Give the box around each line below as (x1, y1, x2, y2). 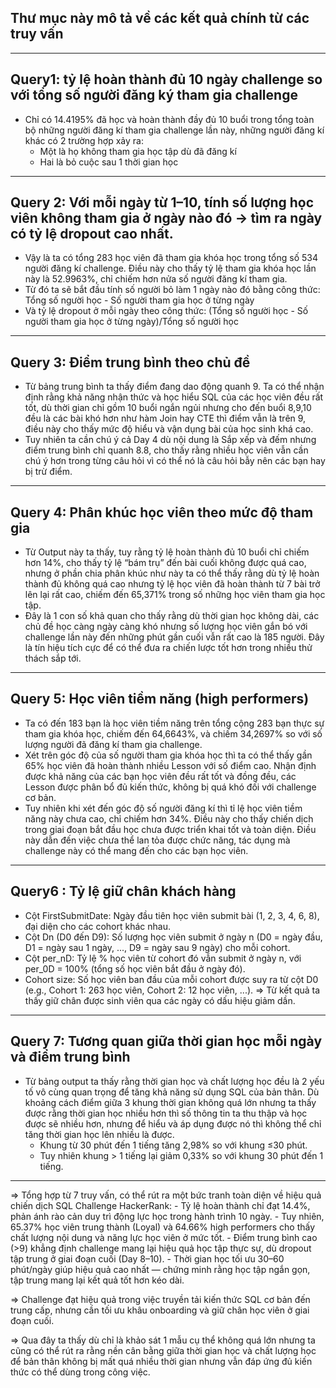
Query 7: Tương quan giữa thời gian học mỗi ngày (10, 1033, 323, 1050)
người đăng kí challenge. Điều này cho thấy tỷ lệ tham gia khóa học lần (24, 262, 317, 275)
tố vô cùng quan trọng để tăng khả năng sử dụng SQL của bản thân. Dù (24, 1086, 320, 1098)
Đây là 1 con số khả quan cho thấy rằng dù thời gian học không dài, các (24, 610, 320, 622)
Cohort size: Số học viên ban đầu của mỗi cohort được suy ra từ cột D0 (24, 973, 319, 985)
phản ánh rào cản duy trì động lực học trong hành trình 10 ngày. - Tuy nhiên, (10, 1210, 325, 1222)
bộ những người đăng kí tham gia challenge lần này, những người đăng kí (24, 124, 325, 136)
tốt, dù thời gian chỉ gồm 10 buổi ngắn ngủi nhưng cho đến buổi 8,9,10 (24, 402, 312, 414)
